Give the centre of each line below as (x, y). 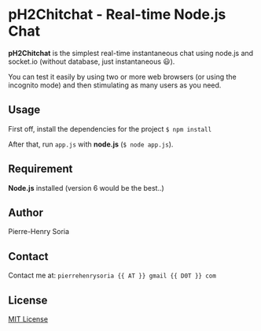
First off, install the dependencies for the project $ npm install (110, 128)
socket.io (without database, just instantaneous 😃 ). (92, 61)
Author (26, 212)
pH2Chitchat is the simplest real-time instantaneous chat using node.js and (131, 53)
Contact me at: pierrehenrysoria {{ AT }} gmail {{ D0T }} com (112, 275)
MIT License (28, 319)
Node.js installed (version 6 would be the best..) (86, 188)
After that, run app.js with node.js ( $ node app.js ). (91, 144)
